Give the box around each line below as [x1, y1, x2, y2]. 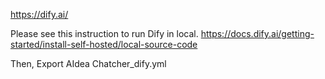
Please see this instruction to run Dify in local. [10, 28, 199, 39]
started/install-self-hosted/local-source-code [10, 39, 198, 50]
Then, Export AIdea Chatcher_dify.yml [10, 58, 167, 69]
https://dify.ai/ [10, 9, 69, 20]
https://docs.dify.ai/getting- [200, 28, 315, 39]
